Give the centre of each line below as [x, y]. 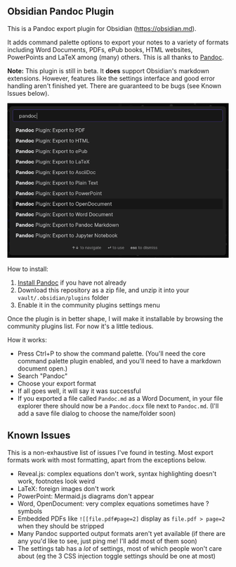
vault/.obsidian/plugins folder [63, 298]
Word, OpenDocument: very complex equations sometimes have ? [113, 504]
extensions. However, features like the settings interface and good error [111, 78]
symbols [30, 511]
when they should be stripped [61, 526]
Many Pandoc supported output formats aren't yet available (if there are [122, 533]
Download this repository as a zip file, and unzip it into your [103, 290]
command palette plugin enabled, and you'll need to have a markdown [119, 361]
